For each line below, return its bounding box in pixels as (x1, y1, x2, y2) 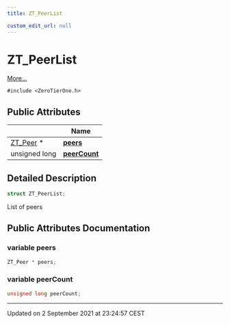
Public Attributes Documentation (7, 223, 151, 234)
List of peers (7, 202, 43, 211)
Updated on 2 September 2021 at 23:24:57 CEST (7, 309, 145, 317)
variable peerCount (7, 275, 73, 284)
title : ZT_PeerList (7, 10, 63, 17)
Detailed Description (7, 172, 97, 184)
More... (7, 75, 27, 83)
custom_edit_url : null (7, 22, 72, 29)
